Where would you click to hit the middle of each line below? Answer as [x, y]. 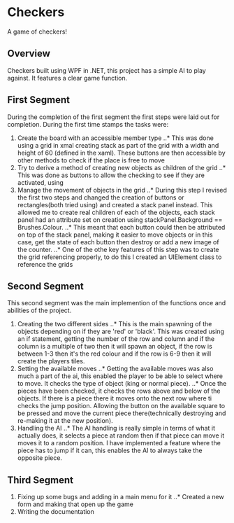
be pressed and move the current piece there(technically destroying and [122, 413]
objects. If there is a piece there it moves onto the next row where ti [114, 398]
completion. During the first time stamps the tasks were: [88, 124]
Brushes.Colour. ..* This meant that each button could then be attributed [121, 227]
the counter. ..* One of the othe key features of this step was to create [118, 249]
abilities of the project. [39, 311]
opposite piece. [40, 458]
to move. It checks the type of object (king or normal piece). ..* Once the [122, 384]
